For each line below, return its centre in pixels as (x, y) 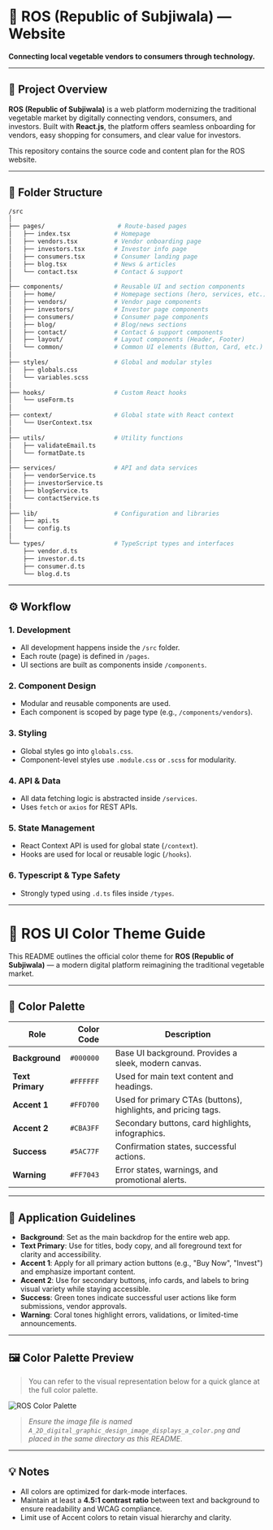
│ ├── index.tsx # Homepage (80, 234)
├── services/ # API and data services (103, 468)
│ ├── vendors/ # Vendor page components (105, 302)
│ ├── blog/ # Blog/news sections (97, 324)
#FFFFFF (85, 1081)
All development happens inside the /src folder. (100, 648)
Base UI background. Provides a (176, 1053)
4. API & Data (35, 781)
